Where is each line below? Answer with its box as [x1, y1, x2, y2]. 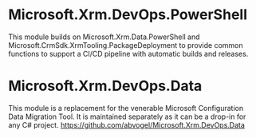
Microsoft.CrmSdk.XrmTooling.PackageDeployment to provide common [8, 40, 243, 49]
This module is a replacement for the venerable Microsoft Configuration [8, 103, 244, 112]
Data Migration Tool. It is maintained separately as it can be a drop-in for [8, 112, 246, 121]
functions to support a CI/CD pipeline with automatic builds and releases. [8, 49, 249, 58]
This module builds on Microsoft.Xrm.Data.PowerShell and [8, 32, 201, 41]
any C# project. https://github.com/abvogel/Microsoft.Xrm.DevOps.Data [8, 120, 246, 129]
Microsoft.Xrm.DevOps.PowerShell [8, 6, 247, 24]
